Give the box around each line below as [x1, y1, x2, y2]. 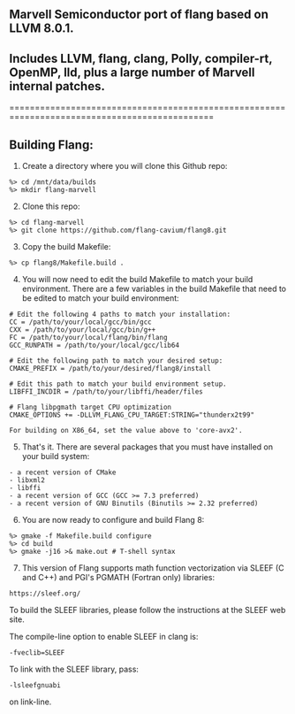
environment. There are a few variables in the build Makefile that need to [21, 283, 287, 295]
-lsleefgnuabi [9, 681, 62, 690]
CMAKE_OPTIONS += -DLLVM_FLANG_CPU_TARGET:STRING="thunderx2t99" [9, 411, 254, 419]
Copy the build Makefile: [21, 242, 111, 252]
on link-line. [9, 696, 52, 707]
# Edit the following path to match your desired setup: [9, 357, 223, 365]
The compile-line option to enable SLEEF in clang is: [9, 632, 199, 642]
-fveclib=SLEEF [9, 649, 65, 657]
